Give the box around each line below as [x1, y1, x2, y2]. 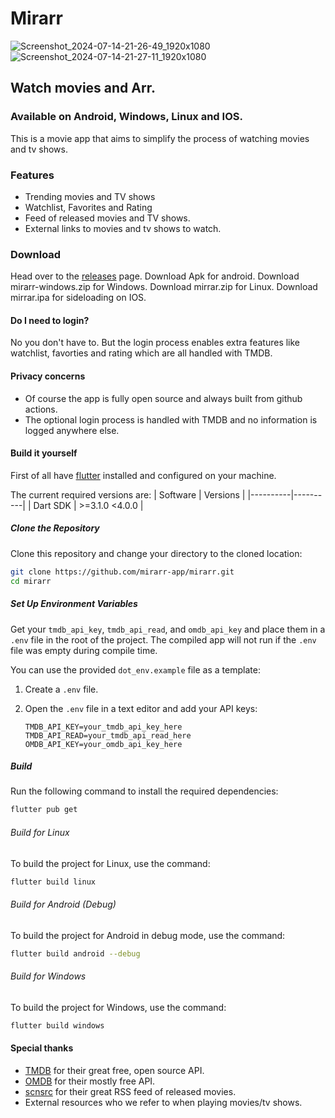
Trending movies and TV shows [24, 190, 156, 202]
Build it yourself [10, 447, 78, 459]
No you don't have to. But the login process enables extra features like [10, 337, 301, 349]
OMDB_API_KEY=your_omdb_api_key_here [24, 739, 183, 749]
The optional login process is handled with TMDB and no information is [24, 413, 318, 426]
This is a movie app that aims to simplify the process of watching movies [10, 132, 310, 144]
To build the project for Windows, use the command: [10, 1001, 227, 1013]
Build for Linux [10, 826, 70, 838]
